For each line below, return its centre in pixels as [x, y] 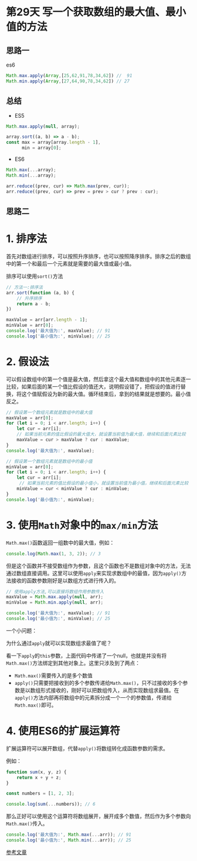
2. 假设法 [28, 361]
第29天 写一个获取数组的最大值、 [86, 12]
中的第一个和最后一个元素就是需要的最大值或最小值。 [70, 263]
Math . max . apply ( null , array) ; [43, 126]
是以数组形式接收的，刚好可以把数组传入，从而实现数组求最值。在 [99, 690]
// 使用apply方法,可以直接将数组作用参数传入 [55, 592]
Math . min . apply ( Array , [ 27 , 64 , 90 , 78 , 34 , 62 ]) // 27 [68, 81]
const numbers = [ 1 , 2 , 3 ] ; [40, 794]
